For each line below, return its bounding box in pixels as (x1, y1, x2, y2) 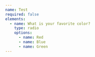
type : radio (14, 26, 39, 31)
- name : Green (18, 44, 48, 49)
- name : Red (18, 35, 43, 40)
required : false (5, 12, 39, 17)
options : (14, 30, 32, 35)
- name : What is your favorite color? (9, 21, 91, 26)
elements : (5, 16, 26, 21)
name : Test (5, 7, 28, 12)
